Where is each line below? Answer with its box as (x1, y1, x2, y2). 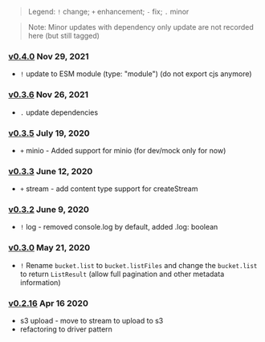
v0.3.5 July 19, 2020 (8, 128, 90, 139)
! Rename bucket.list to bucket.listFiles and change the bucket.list (19, 260, 258, 270)
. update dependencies (19, 108, 99, 117)
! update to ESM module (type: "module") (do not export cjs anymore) (19, 69, 252, 79)
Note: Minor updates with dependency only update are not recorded (27, 22, 255, 31)
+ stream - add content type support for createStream (19, 184, 198, 193)
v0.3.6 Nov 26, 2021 (8, 89, 89, 100)
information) (19, 277, 61, 287)
